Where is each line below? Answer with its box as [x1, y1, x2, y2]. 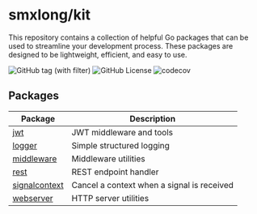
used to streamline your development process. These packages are [8, 41, 234, 50]
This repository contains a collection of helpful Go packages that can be [8, 32, 249, 42]
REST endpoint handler [71, 166, 159, 178]
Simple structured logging [71, 139, 170, 151]
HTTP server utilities [71, 192, 150, 203]
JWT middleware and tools [71, 126, 174, 138]
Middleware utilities [71, 152, 145, 164]
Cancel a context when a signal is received [71, 179, 234, 190]
